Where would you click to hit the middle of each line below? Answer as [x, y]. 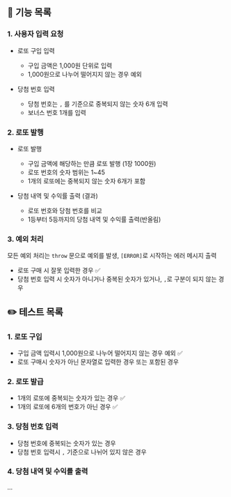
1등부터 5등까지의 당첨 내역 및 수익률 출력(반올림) [94, 219]
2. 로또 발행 [25, 132]
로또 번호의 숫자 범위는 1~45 [66, 172]
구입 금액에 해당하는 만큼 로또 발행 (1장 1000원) [92, 163]
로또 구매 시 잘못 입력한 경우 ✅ [59, 270]
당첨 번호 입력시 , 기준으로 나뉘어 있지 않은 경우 [82, 452]
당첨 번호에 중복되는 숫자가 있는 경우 [66, 443]
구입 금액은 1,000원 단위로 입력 [70, 66]
